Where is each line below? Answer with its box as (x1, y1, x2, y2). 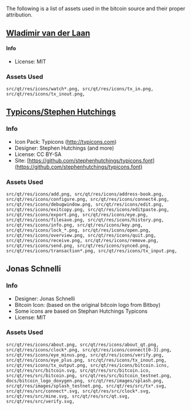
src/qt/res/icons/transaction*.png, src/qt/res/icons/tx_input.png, (6, 247, 177, 254)
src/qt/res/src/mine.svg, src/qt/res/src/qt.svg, (6, 393, 130, 399)
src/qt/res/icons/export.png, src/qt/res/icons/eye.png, (6, 211, 149, 217)
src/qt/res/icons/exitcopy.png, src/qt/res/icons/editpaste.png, (6, 206, 169, 213)
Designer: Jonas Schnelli (14, 295, 75, 302)
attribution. (6, 11, 33, 18)
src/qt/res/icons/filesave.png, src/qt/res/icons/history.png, (6, 217, 165, 223)
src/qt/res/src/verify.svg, (6, 398, 75, 404)
